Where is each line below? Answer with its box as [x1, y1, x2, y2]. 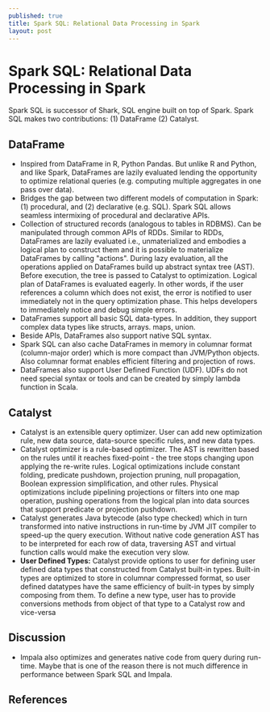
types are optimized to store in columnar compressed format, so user [19, 573, 251, 583]
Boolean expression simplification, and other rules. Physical [19, 478, 218, 488]
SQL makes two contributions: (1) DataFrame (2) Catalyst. [8, 114, 200, 124]
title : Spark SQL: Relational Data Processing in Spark [8, 19, 200, 27]
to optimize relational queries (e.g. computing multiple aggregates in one [19, 176, 262, 186]
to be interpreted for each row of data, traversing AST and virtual [19, 538, 236, 548]
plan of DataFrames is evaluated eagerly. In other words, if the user [19, 280, 244, 289]
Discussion [8, 631, 66, 645]
